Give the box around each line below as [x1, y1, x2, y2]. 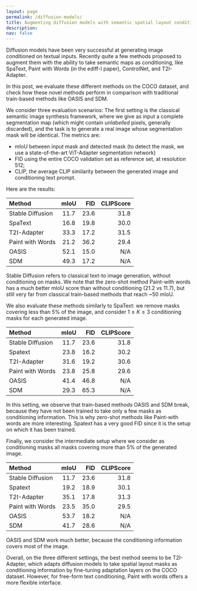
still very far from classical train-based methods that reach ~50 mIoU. [6, 291, 175, 298]
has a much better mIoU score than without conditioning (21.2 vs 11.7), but [6, 285, 185, 292]
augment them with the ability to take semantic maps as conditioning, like [6, 59, 184, 66]
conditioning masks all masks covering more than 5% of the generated [6, 444, 177, 451]
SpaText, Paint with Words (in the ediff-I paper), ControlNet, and [6, 65, 161, 72]
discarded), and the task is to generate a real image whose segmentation [6, 126, 183, 133]
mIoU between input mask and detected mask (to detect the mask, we [14, 143, 185, 150]
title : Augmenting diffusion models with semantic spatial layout [6, 19, 172, 25]
